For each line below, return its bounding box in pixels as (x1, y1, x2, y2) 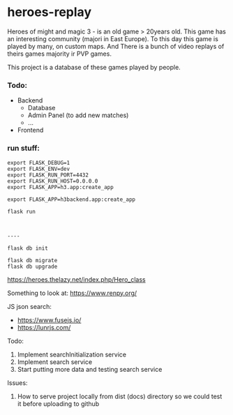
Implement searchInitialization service (17, 350, 127, 359)
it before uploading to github (17, 399, 100, 408)
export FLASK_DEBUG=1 (7, 159, 70, 166)
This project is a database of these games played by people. (7, 63, 181, 71)
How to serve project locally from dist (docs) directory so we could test (17, 392, 223, 400)
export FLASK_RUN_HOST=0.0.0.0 (7, 177, 98, 185)
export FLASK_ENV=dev (7, 165, 70, 172)
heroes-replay (7, 4, 92, 20)
